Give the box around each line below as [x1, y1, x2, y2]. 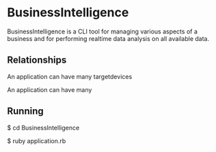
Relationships [7, 55, 67, 66]
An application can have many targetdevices [7, 72, 133, 80]
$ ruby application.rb [7, 136, 66, 145]
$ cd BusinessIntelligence [7, 123, 80, 132]
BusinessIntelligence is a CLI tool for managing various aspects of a [7, 27, 198, 35]
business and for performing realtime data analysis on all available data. [7, 34, 210, 42]
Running [7, 106, 44, 117]
